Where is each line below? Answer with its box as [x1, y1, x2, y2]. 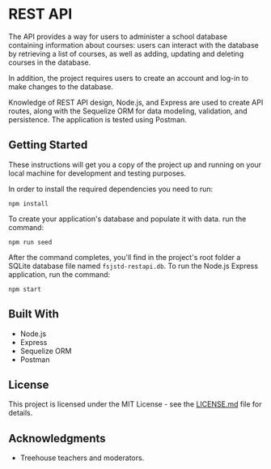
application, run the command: [8, 269, 111, 279]
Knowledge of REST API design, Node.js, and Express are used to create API [8, 97, 264, 107]
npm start [8, 285, 42, 293]
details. [8, 408, 33, 418]
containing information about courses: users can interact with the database [8, 40, 259, 49]
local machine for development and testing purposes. [8, 168, 187, 178]
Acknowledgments [8, 431, 107, 446]
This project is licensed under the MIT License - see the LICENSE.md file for [8, 399, 262, 409]
